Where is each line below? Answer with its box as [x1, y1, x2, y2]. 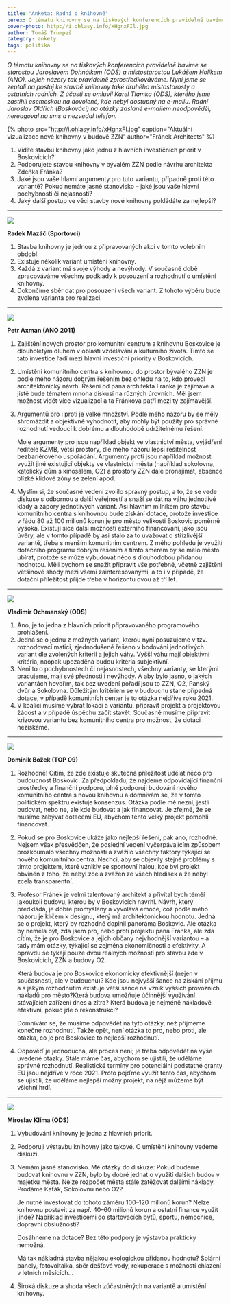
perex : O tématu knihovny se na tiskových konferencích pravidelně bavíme [7, 16, 225, 23]
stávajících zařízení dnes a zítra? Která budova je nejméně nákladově [16, 999, 212, 1006]
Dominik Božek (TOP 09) [7, 756, 79, 764]
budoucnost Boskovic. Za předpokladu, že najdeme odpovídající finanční [16, 776, 222, 784]
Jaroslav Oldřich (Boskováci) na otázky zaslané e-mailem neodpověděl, [7, 104, 212, 113]
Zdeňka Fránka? [16, 167, 63, 176]
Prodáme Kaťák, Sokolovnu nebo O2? [16, 1185, 123, 1193]
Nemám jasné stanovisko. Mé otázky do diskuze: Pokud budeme [16, 1163, 200, 1171]
